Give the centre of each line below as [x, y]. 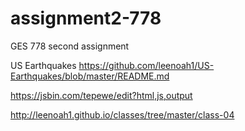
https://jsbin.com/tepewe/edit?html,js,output [101, 95]
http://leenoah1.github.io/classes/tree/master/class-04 [122, 114]
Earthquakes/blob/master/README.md [90, 76]
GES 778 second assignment [70, 46]
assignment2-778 [86, 18]
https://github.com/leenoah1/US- [146, 65]
